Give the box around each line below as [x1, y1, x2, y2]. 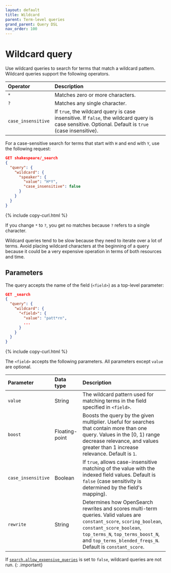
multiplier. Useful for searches [82, 418, 155, 426]
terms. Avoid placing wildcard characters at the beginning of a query [5, 243, 149, 249]
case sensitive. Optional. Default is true [54, 121, 149, 128]
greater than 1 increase [82, 444, 139, 451]
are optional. [5, 364, 32, 370]
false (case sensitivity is [82, 478, 141, 485]
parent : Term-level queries [5, 17, 65, 22]
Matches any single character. [54, 100, 127, 107]
